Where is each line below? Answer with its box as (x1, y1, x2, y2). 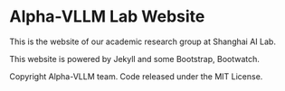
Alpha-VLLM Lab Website (9, 6, 205, 27)
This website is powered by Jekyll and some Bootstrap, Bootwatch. (9, 53, 261, 64)
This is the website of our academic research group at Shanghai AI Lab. (9, 36, 276, 47)
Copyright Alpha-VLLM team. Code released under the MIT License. (9, 70, 263, 82)
